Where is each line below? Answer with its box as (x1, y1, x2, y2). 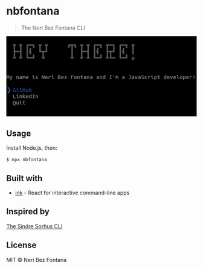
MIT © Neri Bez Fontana (6, 256, 67, 263)
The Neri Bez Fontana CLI (21, 24, 86, 31)
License (6, 240, 37, 250)
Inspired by (6, 206, 50, 217)
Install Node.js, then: (6, 144, 57, 152)
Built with (6, 173, 43, 183)
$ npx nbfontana (6, 157, 47, 163)
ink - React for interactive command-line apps (14, 189, 130, 196)
